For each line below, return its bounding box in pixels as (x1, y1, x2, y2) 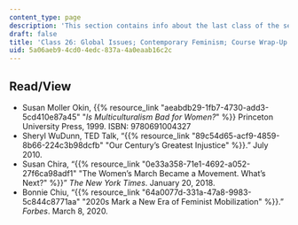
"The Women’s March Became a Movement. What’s (78, 167, 266, 178)
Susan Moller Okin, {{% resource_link (21, 102, 160, 112)
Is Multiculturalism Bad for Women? (85, 112, 216, 122)
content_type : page (9, 12, 82, 22)
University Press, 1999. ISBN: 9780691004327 (21, 120, 192, 131)
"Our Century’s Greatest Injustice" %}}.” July (105, 139, 269, 151)
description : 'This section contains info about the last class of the (9, 21, 279, 30)
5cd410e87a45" (21, 112, 81, 122)
